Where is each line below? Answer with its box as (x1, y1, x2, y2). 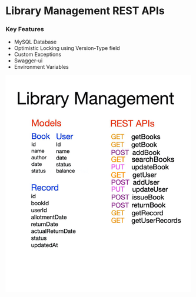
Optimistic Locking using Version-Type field (14, 45, 120, 52)
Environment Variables (14, 64, 69, 71)
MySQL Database (14, 38, 57, 45)
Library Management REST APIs (5, 4, 165, 18)
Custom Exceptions (14, 51, 62, 58)
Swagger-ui (14, 57, 43, 64)
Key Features (5, 25, 45, 34)
